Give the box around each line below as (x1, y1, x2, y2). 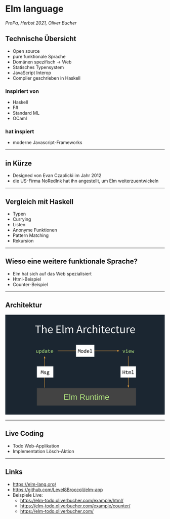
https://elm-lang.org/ (12, 481, 57, 487)
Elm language (5, 3, 64, 15)
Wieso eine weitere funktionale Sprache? (5, 257, 138, 266)
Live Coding (5, 429, 44, 438)
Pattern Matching (12, 232, 49, 238)
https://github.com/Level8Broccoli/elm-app (12, 487, 103, 493)
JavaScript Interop (12, 70, 52, 76)
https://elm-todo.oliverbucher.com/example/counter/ (20, 503, 131, 509)
